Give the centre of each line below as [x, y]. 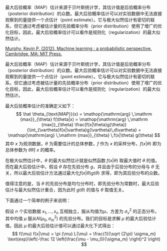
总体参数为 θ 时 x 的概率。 [32, 150]
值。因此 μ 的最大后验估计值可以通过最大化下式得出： [60, 226]
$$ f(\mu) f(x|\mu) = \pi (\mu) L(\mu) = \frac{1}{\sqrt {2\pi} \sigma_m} [84, 234]
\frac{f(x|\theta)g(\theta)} [100, 125]
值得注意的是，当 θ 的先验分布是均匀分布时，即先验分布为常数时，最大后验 [82, 183]
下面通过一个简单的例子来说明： [38, 200]
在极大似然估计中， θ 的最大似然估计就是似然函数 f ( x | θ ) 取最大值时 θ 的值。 [82, 160]
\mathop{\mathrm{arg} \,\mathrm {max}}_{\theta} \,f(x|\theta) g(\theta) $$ [84, 135]
